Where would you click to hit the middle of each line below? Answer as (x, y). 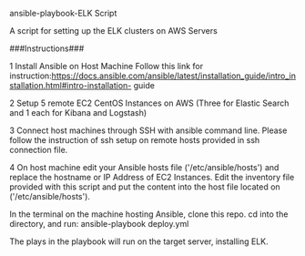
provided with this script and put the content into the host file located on (145, 187)
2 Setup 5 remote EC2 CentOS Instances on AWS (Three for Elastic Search (149, 103)
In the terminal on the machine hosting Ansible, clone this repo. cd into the (149, 214)
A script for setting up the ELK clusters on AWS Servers (114, 31)
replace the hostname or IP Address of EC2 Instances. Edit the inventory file (152, 177)
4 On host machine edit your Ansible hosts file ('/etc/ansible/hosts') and (144, 167)
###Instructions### (47, 48)
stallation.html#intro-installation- (71, 85)
